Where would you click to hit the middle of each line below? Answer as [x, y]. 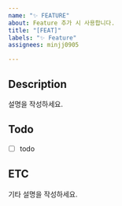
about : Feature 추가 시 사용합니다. [62, 23]
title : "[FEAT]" [35, 30]
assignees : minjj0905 [44, 45]
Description [37, 84]
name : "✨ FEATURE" [39, 15]
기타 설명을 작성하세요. [43, 194]
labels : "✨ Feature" [43, 38]
